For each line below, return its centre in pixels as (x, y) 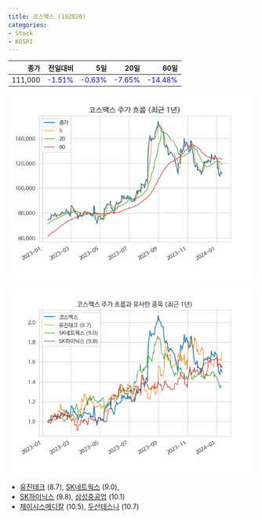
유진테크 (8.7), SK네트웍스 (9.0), (69, 487)
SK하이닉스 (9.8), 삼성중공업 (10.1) (72, 496)
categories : (27, 25)
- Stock (21, 33)
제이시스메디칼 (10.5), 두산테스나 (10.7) (79, 506)
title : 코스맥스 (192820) (47, 17)
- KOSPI (21, 42)
